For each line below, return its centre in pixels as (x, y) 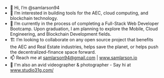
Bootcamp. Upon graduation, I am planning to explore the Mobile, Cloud (84, 29)
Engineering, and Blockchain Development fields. (60, 34)
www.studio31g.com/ (32, 70)
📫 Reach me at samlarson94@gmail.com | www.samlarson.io (73, 58)
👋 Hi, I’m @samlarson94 (35, 8)
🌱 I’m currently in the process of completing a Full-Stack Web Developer (84, 23)
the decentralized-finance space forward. (53, 52)
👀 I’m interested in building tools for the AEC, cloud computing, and (79, 13)
